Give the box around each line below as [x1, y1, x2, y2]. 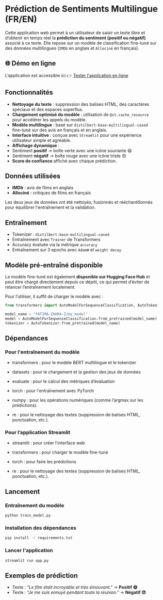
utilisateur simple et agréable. [12, 137, 71, 143]
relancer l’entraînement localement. [5, 284, 76, 290]
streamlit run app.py [5, 558, 49, 563]
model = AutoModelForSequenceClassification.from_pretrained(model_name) [5, 316, 158, 321]
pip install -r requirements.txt [5, 535, 73, 540]
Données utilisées [5, 172, 61, 180]
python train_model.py [5, 513, 51, 518]
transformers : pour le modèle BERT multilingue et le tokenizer [12, 360, 137, 366]
